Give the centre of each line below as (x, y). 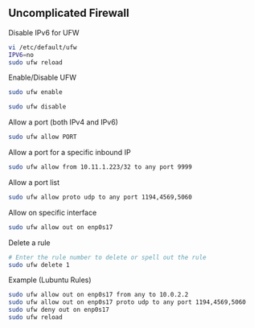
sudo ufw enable (35, 92)
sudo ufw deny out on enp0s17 (59, 310)
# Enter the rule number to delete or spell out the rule (107, 257)
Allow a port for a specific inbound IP (70, 153)
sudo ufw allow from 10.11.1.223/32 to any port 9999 (100, 167)
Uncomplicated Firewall (69, 13)
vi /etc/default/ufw (43, 47)
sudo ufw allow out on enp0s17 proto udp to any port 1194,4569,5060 (127, 302)
